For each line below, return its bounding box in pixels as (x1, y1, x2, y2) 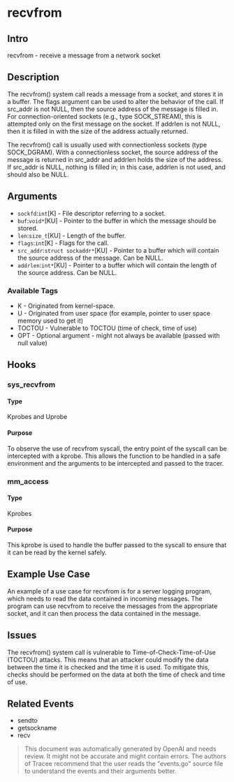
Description (7, 71, 59, 83)
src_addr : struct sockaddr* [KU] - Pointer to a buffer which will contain (17, 246, 219, 254)
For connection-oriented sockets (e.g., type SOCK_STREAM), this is (7, 112, 203, 120)
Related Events (7, 698, 74, 709)
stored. (17, 223, 38, 232)
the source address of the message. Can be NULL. (17, 253, 163, 262)
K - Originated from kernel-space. (17, 302, 115, 310)
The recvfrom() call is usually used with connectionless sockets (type (7, 140, 207, 149)
